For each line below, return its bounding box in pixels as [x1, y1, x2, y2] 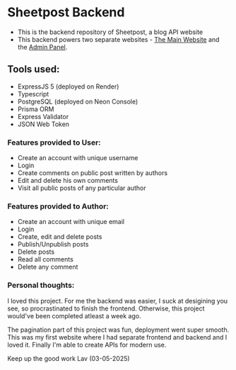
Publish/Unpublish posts [17, 240, 89, 249]
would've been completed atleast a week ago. [7, 311, 141, 320]
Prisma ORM [17, 104, 54, 113]
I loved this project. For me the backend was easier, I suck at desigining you [7, 296, 228, 305]
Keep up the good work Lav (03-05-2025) [7, 354, 130, 362]
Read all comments [17, 255, 74, 264]
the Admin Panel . [17, 43, 68, 51]
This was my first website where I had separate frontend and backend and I [7, 332, 228, 341]
